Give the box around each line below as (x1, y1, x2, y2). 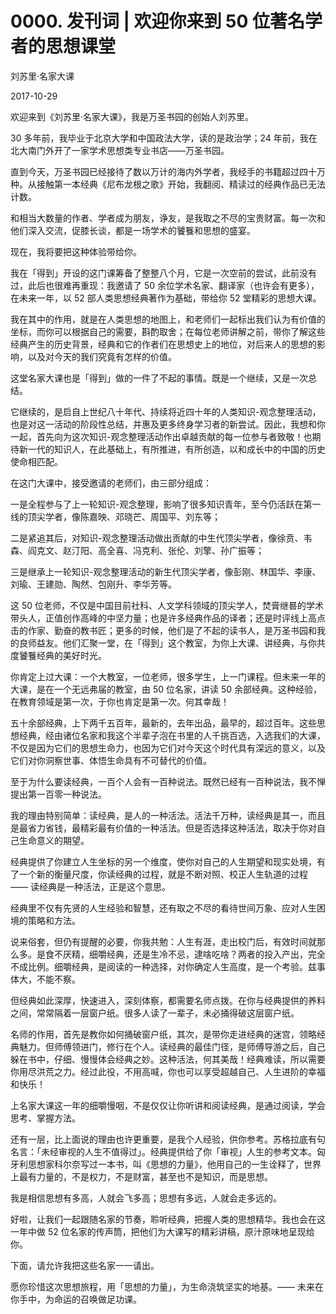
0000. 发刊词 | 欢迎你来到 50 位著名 (10, 10, 306, 33)
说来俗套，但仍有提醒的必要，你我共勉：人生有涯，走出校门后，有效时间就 (10, 935, 317, 947)
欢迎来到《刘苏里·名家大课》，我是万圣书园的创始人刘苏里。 (10, 110, 255, 122)
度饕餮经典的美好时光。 (10, 649, 107, 661)
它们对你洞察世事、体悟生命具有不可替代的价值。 (10, 754, 212, 766)
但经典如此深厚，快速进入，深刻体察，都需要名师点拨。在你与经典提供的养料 (10, 994, 326, 1006)
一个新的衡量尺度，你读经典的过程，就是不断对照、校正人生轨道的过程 (18, 868, 308, 880)
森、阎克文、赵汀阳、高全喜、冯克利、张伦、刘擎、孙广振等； (10, 544, 265, 556)
